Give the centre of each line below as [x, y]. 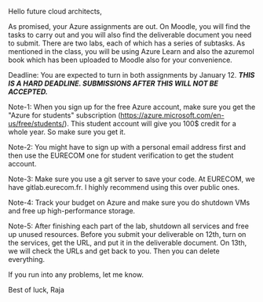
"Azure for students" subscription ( [64, 115]
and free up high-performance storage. [72, 211]
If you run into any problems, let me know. [76, 275]
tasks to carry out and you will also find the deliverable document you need [130, 35]
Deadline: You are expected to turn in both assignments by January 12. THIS [131, 75]
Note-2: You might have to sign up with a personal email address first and [127, 147]
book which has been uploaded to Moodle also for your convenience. [121, 60]
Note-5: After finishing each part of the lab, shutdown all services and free [129, 226]
